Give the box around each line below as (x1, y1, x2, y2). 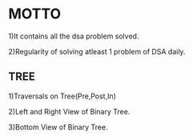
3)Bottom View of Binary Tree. (8, 122, 108, 132)
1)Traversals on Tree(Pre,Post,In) (8, 91, 116, 101)
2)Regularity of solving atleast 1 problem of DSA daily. (8, 46, 186, 56)
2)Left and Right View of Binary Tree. (8, 106, 131, 116)
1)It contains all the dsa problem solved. (8, 31, 139, 41)
